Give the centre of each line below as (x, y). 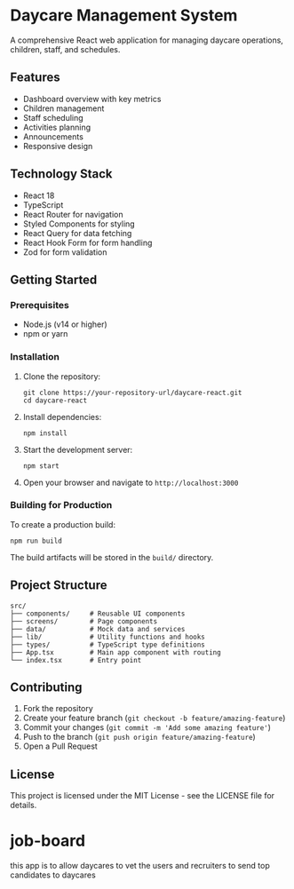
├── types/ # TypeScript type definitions (107, 645)
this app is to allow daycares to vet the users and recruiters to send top (140, 866)
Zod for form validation (65, 252)
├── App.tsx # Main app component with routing (115, 652)
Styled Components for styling (79, 224)
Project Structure (59, 586)
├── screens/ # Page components (84, 621)
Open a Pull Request (60, 746)
